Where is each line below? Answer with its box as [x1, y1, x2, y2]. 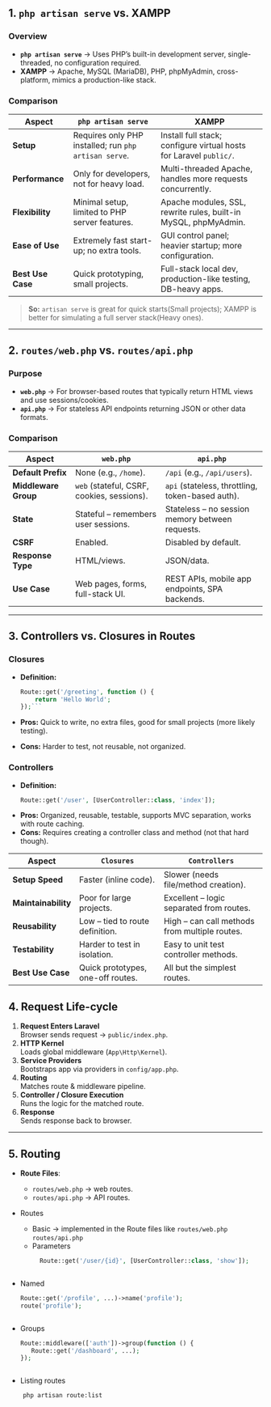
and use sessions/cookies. [19, 395, 109, 405]
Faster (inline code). [79, 874, 156, 885]
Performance [12, 173, 65, 184]
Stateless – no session [165, 503, 250, 515]
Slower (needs [164, 869, 219, 880]
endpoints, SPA [165, 583, 223, 594]
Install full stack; [161, 129, 223, 141]
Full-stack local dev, [161, 263, 239, 274]
